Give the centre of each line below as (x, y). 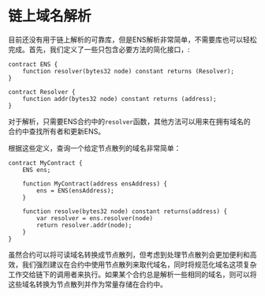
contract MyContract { (45, 163)
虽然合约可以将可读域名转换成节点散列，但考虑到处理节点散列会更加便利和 (129, 254)
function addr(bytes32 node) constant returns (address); (119, 99)
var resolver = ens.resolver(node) (95, 218)
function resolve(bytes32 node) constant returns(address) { (125, 211)
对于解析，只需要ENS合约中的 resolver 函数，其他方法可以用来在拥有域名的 (129, 121)
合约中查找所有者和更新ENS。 (56, 131)
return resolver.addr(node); (84, 225)
